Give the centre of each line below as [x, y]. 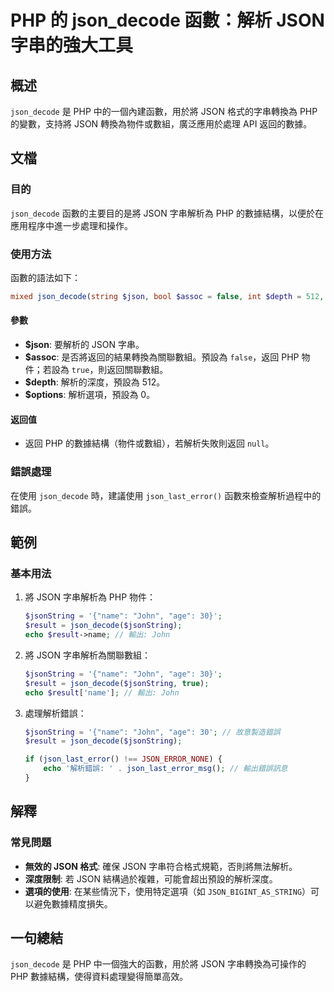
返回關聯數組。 [137, 370]
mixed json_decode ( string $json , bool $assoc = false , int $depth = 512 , [167, 296]
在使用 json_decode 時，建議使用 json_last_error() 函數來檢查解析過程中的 [166, 495]
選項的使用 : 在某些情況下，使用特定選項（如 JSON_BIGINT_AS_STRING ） [168, 891]
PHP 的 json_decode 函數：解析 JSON [167, 20]
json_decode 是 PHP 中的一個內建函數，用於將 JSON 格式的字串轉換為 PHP [164, 111]
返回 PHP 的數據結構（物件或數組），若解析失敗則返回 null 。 [149, 443]
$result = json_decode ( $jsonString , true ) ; [117, 683]
